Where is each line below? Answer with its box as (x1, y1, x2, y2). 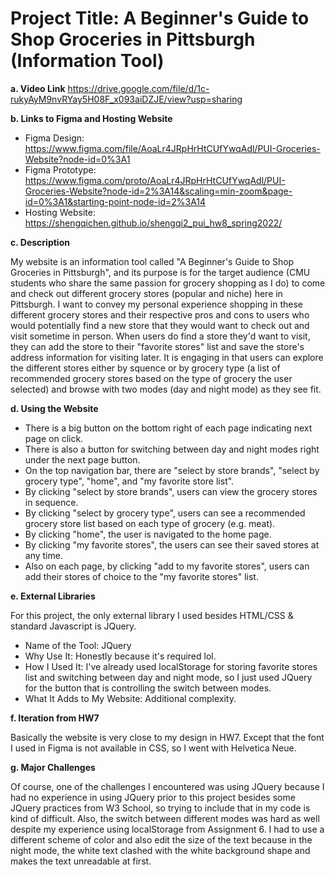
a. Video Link (10, 82, 66, 94)
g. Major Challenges (10, 761, 96, 773)
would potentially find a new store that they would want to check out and (10, 319, 310, 331)
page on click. (24, 432, 84, 444)
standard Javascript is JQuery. (10, 620, 137, 632)
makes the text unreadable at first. (10, 855, 152, 867)
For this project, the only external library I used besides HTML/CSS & (10, 609, 294, 621)
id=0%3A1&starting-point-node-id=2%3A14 (24, 195, 207, 207)
